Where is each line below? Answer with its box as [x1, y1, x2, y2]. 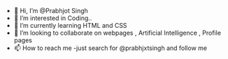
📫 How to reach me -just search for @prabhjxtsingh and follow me [13, 44, 208, 52]
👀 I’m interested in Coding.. [13, 14, 92, 22]
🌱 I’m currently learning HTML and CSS [13, 22, 127, 29]
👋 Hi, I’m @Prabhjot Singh [13, 7, 89, 15]
